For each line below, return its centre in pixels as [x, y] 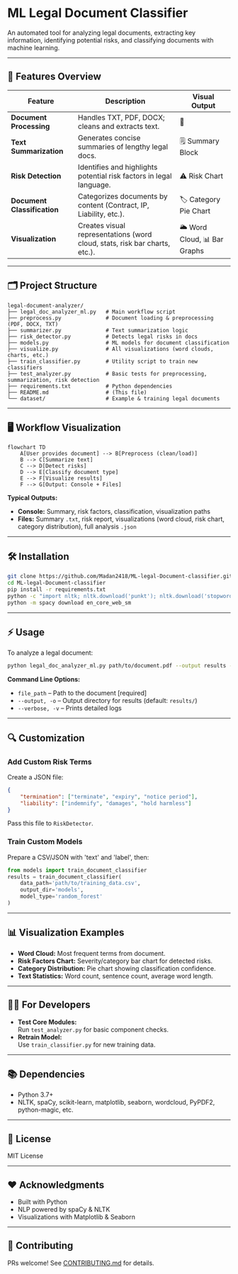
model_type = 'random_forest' [61, 897]
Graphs [192, 251]
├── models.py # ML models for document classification [119, 343]
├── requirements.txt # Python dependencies [90, 386]
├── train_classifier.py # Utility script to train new [103, 361]
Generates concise [109, 137]
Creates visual [102, 225]
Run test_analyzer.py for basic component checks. [93, 1030]
